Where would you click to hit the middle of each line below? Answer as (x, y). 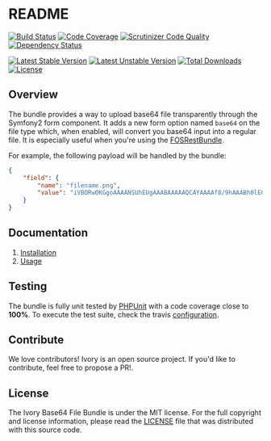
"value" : (52, 193)
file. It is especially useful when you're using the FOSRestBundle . (116, 140)
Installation (38, 252)
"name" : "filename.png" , (79, 185)
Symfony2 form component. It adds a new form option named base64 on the (134, 123)
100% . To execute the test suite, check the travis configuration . (114, 314)
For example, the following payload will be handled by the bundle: (117, 155)
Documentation (48, 233)
